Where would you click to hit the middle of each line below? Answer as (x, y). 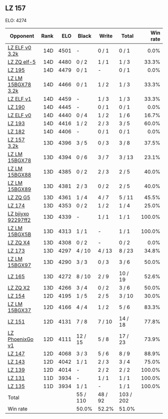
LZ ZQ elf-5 (22, 62)
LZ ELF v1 (19, 99)
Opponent (22, 36)
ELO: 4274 (16, 20)
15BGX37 (19, 310)
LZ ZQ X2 (19, 288)
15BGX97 (19, 265)
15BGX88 (19, 175)
